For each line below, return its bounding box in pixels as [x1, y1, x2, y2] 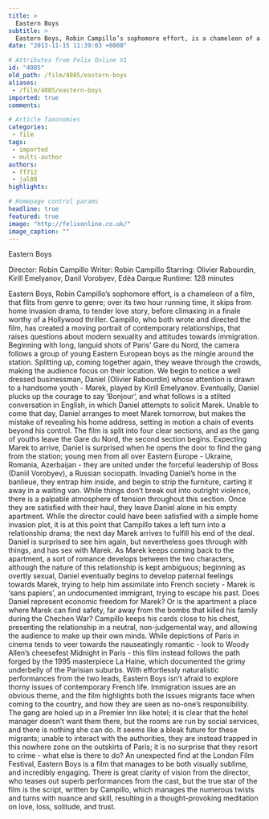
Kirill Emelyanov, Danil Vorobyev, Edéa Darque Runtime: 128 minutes [8, 274, 234, 283]
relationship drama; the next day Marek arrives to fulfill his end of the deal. [8, 529, 255, 538]
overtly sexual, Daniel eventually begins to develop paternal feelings [8, 571, 234, 581]
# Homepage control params [8, 198, 99, 206]
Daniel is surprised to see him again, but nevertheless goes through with [8, 537, 248, 547]
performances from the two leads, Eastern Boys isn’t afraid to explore [8, 673, 238, 684]
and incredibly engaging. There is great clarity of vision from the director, [8, 768, 251, 777]
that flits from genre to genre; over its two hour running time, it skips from [8, 298, 251, 307]
